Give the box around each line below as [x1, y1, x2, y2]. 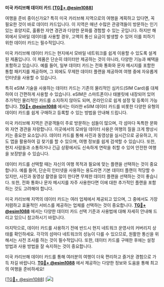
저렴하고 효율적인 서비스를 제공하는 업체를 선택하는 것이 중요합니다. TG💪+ [5, 202, 146, 208]
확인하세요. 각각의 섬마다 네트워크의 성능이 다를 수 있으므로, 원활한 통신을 [14, 231, 154, 237]
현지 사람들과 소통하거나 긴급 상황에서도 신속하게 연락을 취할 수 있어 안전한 [5, 145, 148, 150]
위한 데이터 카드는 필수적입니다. [5, 40, 66, 46]
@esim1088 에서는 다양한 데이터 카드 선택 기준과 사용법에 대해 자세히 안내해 [5, 209, 153, 214]
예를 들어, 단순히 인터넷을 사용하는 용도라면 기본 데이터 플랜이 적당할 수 [19, 167, 155, 173]
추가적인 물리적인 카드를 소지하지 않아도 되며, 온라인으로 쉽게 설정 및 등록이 [5, 98, 149, 103]
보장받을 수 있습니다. [10, 151, 50, 157]
